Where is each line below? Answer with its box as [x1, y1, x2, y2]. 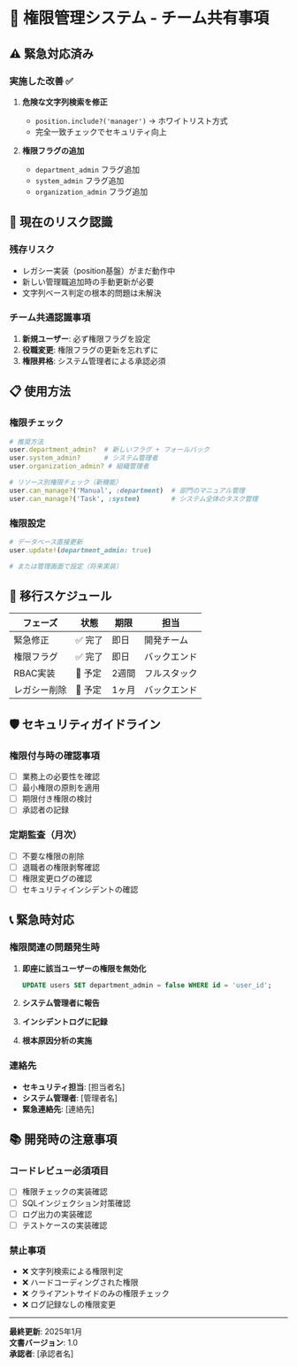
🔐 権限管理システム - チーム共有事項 [9, 8, 270, 28]
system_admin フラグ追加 [34, 174, 125, 186]
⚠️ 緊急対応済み [9, 46, 95, 61]
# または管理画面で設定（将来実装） [9, 561, 123, 571]
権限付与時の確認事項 [9, 749, 100, 761]
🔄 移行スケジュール [9, 588, 112, 603]
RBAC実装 [13, 668, 56, 680]
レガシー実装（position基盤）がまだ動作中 [21, 265, 176, 275]
